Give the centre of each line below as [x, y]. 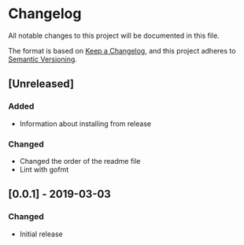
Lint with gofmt [44, 169]
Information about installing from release [85, 124]
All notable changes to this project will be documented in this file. [114, 35]
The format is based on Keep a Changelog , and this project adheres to [122, 50]
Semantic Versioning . [43, 59]
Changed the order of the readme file [80, 161]
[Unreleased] [41, 84]
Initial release [41, 234]
